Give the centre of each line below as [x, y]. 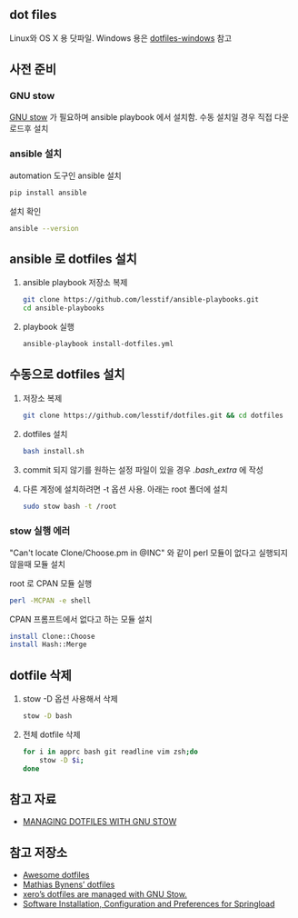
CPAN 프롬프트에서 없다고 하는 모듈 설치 [81, 619]
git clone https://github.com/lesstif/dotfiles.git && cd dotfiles [153, 415]
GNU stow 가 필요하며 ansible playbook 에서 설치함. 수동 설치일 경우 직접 [141, 116]
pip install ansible [49, 193]
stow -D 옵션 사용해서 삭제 [70, 699]
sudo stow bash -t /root [70, 506]
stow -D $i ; [62, 760]
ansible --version [44, 228]
